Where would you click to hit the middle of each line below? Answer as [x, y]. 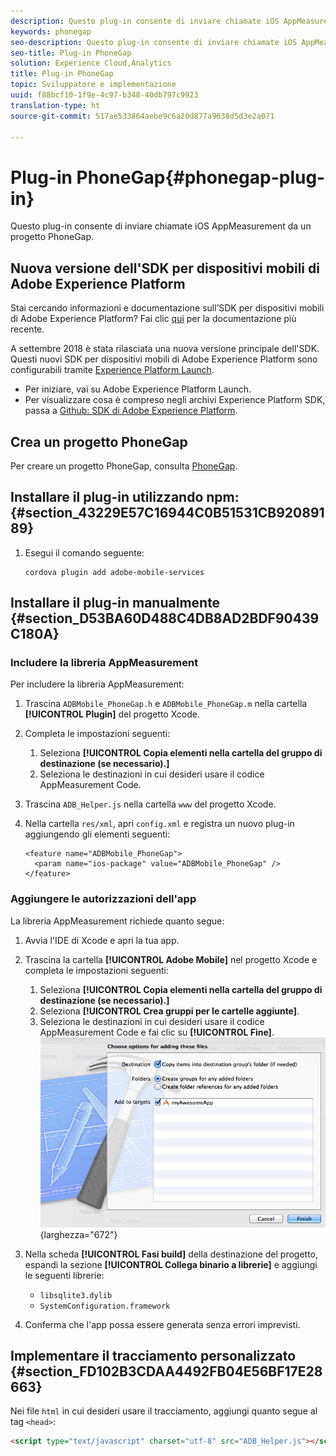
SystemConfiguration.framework [105, 1306]
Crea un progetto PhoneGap [99, 441]
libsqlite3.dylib [76, 1295]
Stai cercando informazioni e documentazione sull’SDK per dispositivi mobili [167, 308]
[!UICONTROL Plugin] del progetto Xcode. [112, 714]
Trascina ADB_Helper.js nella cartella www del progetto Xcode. [150, 804]
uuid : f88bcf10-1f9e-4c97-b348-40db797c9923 [104, 95]
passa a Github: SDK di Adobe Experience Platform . [131, 411]
